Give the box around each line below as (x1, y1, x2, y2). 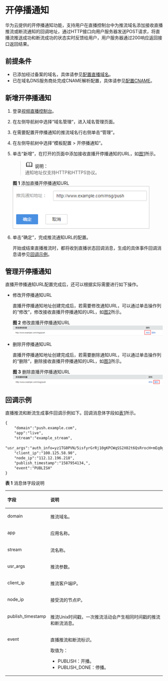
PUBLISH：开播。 (57, 658, 94, 664)
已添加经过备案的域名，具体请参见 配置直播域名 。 (12, 71, 113, 77)
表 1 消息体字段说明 (5, 480, 45, 486)
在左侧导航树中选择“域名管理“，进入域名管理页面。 (12, 118, 117, 124)
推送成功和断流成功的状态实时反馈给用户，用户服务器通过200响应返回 (13, 35, 158, 41)
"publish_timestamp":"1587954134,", (14, 461, 91, 466)
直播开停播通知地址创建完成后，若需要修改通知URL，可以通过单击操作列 (12, 303, 161, 309)
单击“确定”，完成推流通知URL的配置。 (12, 234, 91, 240)
